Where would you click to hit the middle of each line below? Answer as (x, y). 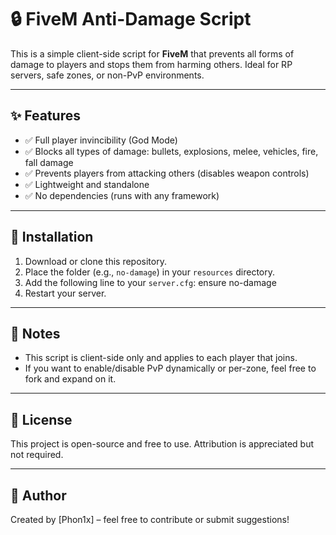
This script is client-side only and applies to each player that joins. (161, 358)
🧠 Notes (35, 333)
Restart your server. (65, 293)
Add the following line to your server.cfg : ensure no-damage (150, 282)
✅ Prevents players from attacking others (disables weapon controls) (167, 173)
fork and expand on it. (70, 379)
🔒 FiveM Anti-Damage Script (131, 19)
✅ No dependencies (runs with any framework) (122, 195)
